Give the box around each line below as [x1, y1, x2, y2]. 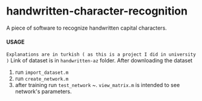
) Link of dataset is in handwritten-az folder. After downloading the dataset [6, 57, 193, 64]
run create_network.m [15, 75, 69, 82]
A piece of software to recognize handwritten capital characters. [6, 24, 168, 31]
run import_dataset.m [15, 68, 69, 76]
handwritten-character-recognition [6, 4, 188, 18]
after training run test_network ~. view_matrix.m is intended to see [15, 82, 180, 89]
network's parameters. [15, 88, 72, 95]
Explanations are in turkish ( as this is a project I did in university [6, 51, 197, 58]
